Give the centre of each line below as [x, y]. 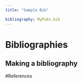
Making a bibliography [41, 64]
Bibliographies [37, 45]
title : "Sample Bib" [27, 10]
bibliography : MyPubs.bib [33, 19]
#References [19, 76]
